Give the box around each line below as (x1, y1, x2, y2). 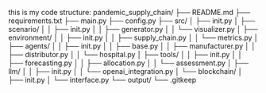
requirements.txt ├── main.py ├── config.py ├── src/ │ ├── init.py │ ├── (8, 16, 256, 25)
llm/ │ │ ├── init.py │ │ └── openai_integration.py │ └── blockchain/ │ (8, 67, 243, 76)
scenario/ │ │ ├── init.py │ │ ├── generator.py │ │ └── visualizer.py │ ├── (8, 25, 258, 33)
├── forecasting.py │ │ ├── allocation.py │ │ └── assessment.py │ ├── (8, 58, 249, 68)
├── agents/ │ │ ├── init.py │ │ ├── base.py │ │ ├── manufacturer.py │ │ (8, 41, 256, 51)
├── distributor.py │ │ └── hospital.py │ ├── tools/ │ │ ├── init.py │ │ (8, 50, 243, 59)
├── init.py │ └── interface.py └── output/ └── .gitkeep (8, 76, 197, 84)
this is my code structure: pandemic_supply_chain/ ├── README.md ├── (8, 8, 251, 17)
